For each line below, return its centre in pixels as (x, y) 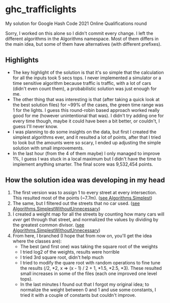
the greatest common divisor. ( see (48, 225)
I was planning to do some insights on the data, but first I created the (84, 132)
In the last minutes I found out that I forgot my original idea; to (85, 284)
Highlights (22, 60)
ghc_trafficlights (41, 9)
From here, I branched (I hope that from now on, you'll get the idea (82, 235)
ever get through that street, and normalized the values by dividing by (86, 219)
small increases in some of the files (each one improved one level (89, 274)
